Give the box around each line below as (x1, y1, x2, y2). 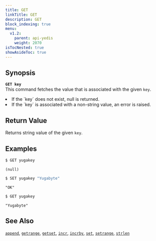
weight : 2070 (14, 41, 42, 46)
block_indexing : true (5, 21, 51, 27)
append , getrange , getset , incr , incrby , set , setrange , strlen (5, 230, 130, 236)
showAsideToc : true (5, 50, 47, 55)
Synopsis (5, 68, 35, 77)
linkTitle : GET (5, 12, 37, 17)
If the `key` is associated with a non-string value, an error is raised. (12, 102, 151, 108)
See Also (5, 216, 34, 225)
